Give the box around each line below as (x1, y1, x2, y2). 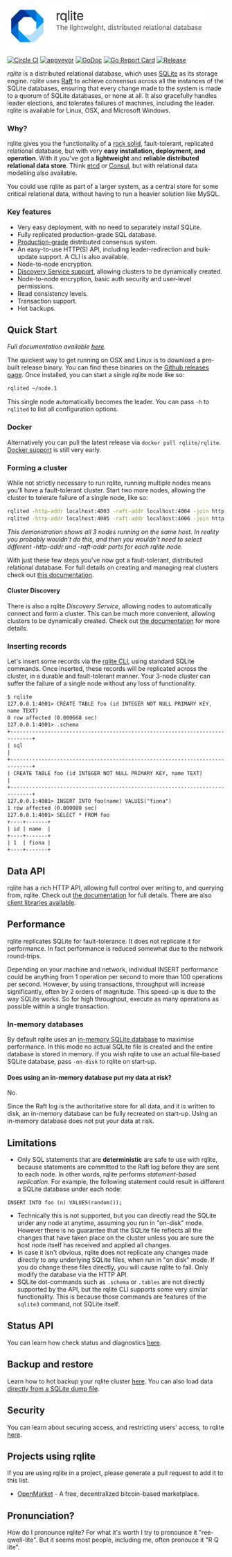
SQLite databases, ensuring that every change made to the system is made (7, 84, 222, 92)
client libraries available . (7, 898, 76, 906)
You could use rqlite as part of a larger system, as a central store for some (7, 183, 219, 191)
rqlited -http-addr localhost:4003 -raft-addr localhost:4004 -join (7, 508, 209, 515)
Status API (7, 1320, 54, 1332)
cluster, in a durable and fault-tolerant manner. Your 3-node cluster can (7, 672, 211, 681)
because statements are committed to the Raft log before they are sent (17, 1163, 220, 1172)
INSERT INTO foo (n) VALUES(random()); (7, 1199, 123, 1206)
